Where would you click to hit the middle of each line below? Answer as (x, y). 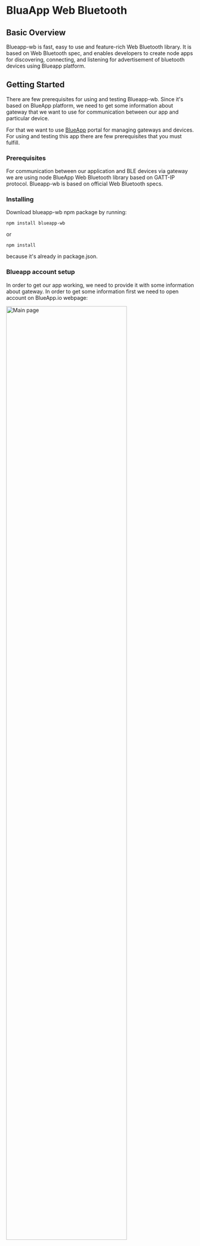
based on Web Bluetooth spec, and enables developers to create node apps (100, 53)
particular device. (28, 118)
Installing (20, 199)
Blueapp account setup (41, 272)
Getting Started (36, 85)
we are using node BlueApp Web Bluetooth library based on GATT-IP (90, 178)
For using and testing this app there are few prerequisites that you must (94, 136)
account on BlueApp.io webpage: (47, 297)
